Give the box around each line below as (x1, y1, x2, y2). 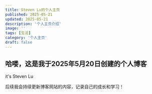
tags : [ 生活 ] (5, 30, 31, 35)
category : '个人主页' (5, 35, 48, 40)
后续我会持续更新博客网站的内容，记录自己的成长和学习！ (5, 83, 124, 89)
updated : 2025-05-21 (5, 16, 49, 21)
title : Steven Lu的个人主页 (5, 7, 60, 12)
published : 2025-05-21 (5, 12, 53, 17)
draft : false (5, 40, 33, 45)
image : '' (5, 26, 26, 31)
